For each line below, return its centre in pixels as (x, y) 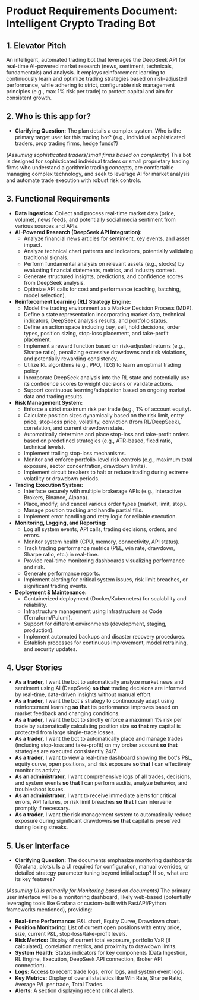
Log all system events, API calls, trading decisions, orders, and (100, 529)
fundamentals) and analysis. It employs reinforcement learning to (86, 72)
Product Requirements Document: (92, 11)
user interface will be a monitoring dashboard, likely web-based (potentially (99, 897)
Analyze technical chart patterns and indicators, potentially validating (108, 251)
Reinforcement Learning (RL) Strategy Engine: (73, 301)
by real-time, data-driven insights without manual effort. (83, 694)
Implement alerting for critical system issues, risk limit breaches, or (106, 579)
